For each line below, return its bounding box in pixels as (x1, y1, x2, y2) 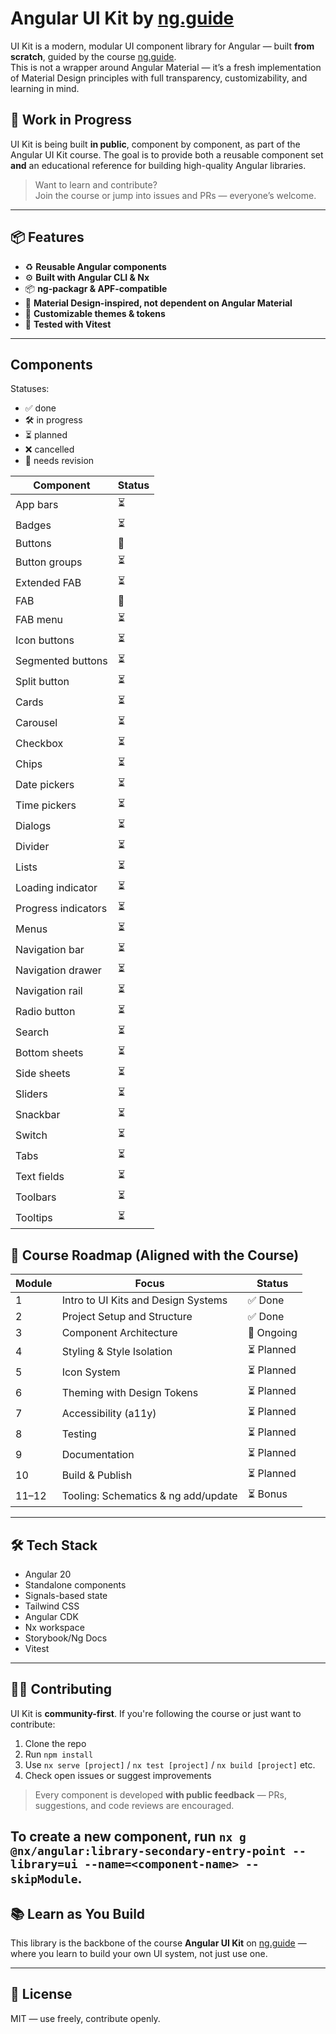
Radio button (15, 1004, 76, 1018)
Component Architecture (61, 1326, 178, 1340)
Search (15, 1025, 50, 1039)
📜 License (10, 1986, 73, 2003)
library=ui (10, 1857, 78, 1872)
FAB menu (15, 612, 64, 626)
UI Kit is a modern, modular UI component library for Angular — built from (10, 40, 315, 52)
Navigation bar (15, 942, 85, 956)
